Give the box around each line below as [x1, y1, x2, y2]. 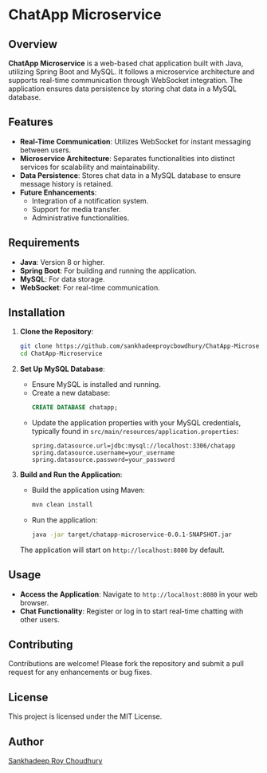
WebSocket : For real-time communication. [19, 282, 161, 292]
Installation [8, 306, 65, 320]
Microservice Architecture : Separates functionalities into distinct [19, 153, 235, 163]
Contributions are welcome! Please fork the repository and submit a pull [8, 659, 245, 668]
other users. [19, 614, 60, 624]
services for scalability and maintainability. [19, 162, 160, 172]
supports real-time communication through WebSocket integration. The [8, 76, 243, 85]
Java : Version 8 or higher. [19, 257, 105, 266]
